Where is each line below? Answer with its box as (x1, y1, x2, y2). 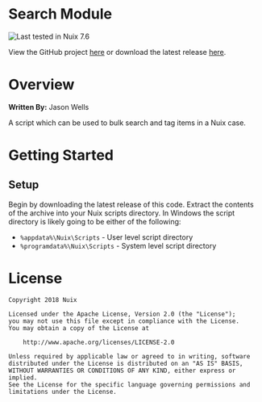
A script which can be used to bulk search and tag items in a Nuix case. (8, 118, 246, 128)
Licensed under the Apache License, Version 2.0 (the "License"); (8, 310, 236, 318)
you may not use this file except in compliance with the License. (8, 316, 240, 325)
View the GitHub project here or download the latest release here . (8, 47, 227, 57)
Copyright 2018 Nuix (8, 295, 78, 304)
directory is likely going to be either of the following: (8, 216, 181, 226)
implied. (8, 373, 38, 382)
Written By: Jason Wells (8, 102, 89, 111)
